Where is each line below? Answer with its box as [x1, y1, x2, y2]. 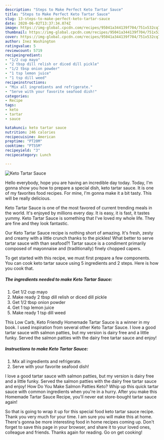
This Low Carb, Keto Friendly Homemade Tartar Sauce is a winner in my [5, 319, 150, 325]
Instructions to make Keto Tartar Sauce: [5, 346, 89, 352]
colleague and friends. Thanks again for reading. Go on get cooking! [5, 429, 143, 435]
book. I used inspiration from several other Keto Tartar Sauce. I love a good [5, 324, 156, 330]
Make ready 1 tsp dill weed [12, 309, 66, 316]
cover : [5, 35, 19, 40]
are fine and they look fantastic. [5, 220, 69, 226]
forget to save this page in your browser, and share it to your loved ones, [5, 424, 151, 430]
